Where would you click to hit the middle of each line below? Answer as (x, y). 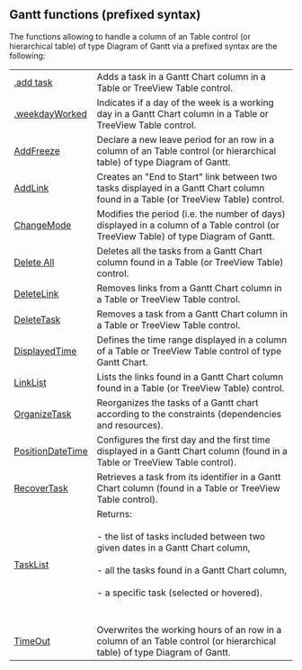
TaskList (31, 564)
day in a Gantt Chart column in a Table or (183, 113)
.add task (33, 82)
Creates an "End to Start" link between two (187, 176)
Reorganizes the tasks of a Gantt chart (178, 402)
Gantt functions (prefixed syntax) (105, 15)
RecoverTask (41, 487)
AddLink (31, 188)
